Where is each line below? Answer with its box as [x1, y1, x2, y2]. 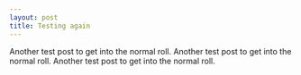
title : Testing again [9, 21, 91, 30]
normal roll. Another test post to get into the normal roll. [9, 55, 216, 66]
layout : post [9, 12, 59, 22]
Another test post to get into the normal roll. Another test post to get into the [9, 46, 292, 56]
